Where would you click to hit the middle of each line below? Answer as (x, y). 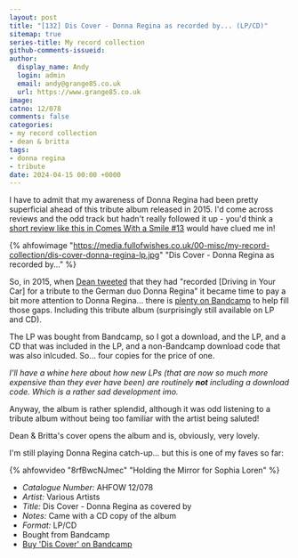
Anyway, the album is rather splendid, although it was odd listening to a (140, 409)
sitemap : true (36, 34)
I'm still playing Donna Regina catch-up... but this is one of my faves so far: (147, 453)
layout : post (33, 17)
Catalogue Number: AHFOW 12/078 (88, 488)
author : (24, 59)
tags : (19, 150)
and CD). (26, 319)
